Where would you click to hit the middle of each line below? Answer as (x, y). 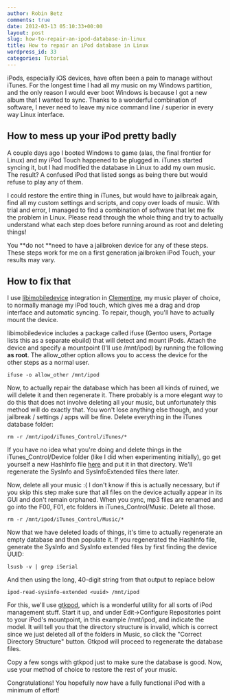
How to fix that (39, 281)
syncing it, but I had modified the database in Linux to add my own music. (111, 167)
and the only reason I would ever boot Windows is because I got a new (107, 92)
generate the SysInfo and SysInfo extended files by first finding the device (112, 547)
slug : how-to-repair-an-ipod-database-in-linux (77, 39)
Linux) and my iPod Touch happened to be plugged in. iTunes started (105, 160)
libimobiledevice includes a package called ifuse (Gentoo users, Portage (110, 333)
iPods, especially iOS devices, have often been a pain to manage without (110, 78)
